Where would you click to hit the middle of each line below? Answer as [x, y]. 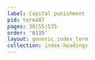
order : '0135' [28, 33]
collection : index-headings [48, 46]
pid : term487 [26, 20]
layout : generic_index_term [48, 39]
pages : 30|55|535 [32, 26]
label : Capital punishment [46, 13]
